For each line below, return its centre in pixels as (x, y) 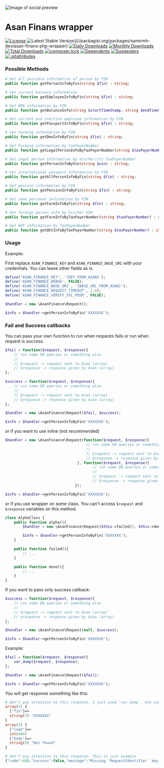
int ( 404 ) (18, 734)
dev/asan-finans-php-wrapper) (37, 46)
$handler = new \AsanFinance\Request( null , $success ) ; (62, 630)
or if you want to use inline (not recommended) (52, 431)
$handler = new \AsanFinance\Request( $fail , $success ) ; (63, 413)
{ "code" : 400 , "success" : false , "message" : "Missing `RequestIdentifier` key (82, 761)
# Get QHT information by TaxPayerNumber (48, 226)
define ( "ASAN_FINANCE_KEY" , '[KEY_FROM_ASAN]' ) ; (55, 277)
